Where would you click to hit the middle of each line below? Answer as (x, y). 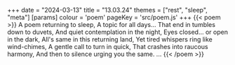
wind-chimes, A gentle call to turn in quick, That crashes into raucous (108, 47)
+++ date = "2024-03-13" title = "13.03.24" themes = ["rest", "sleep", (108, 10)
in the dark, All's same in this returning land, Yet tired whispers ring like (110, 39)
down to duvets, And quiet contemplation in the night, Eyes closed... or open (117, 32)
